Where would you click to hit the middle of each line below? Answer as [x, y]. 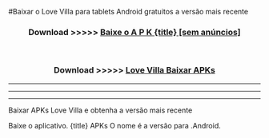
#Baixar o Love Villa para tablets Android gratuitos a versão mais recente [128, 12]
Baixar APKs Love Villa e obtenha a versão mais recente [100, 110]
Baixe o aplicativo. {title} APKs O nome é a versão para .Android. [115, 125]
